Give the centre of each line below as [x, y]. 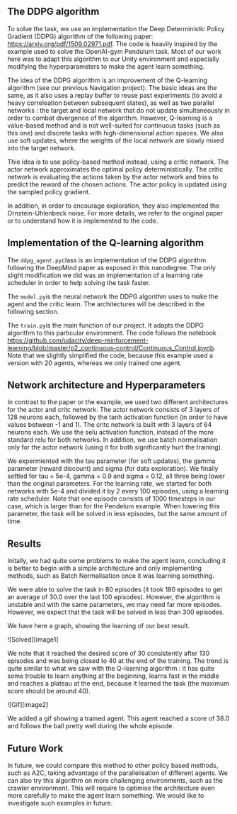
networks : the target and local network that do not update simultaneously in [118, 110]
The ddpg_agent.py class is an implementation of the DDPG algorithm [107, 260]
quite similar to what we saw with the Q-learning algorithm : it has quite [111, 669]
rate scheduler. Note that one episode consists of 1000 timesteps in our [111, 498]
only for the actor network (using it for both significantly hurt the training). [115, 447]
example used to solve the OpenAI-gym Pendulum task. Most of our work [114, 51]
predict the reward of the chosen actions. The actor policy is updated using [117, 184]
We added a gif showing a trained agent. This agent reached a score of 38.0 [118, 718]
